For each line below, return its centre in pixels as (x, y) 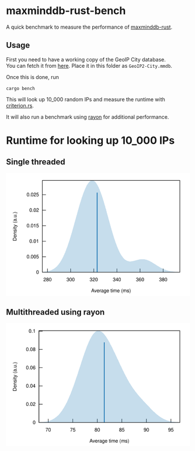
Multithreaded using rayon (55, 312)
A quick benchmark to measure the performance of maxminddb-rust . (89, 27)
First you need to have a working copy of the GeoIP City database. (86, 59)
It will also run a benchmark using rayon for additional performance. (88, 117)
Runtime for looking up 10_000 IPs (90, 140)
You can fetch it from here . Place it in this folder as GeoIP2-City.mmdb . (89, 66)
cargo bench (20, 88)
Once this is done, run (33, 77)
